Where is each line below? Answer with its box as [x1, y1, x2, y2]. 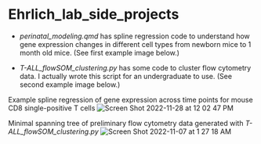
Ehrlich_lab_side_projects [8, 5, 179, 23]
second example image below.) [19, 80, 121, 89]
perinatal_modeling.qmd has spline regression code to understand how [19, 31, 251, 41]
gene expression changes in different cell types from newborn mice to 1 [19, 39, 252, 49]
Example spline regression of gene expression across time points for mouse [8, 95, 253, 104]
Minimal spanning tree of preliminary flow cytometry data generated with [8, 118, 244, 128]
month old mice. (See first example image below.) [19, 48, 180, 57]
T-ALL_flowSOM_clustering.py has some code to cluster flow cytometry [19, 63, 252, 72]
